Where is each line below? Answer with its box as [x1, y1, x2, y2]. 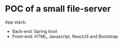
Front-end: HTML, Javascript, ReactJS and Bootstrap [12, 33, 118, 39]
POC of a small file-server [5, 3, 111, 14]
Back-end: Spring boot [12, 28, 58, 34]
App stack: [5, 19, 27, 25]
